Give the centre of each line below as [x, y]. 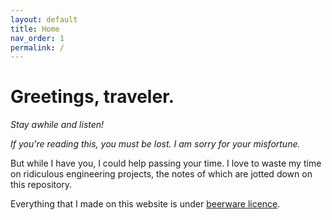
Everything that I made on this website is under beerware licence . [145, 204]
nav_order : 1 [37, 38]
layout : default [44, 19]
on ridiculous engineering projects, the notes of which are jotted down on [161, 174]
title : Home [35, 29]
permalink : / [37, 47]
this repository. [41, 185]
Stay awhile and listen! [57, 125]
